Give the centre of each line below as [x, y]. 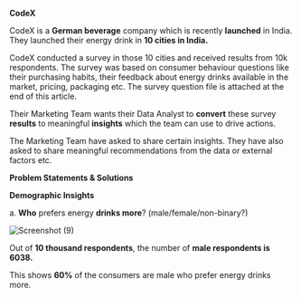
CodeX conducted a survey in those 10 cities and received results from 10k [148, 57]
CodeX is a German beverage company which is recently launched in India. [151, 30]
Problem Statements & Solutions [71, 177]
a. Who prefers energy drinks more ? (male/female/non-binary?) [129, 213]
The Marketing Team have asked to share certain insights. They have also [146, 141]
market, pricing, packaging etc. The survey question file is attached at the [147, 86]
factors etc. [31, 160]
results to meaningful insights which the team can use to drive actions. [142, 123]
